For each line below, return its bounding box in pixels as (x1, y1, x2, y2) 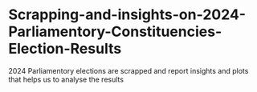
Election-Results (8, 40, 122, 58)
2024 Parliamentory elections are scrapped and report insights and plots (8, 66, 249, 75)
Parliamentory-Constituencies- (8, 22, 222, 41)
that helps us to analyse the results (8, 74, 124, 84)
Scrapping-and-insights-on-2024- (8, 6, 247, 24)
